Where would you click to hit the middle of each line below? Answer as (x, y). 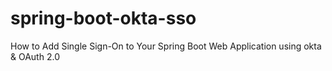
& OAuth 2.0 (35, 56)
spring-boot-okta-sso (103, 18)
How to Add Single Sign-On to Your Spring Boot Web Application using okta (166, 46)
